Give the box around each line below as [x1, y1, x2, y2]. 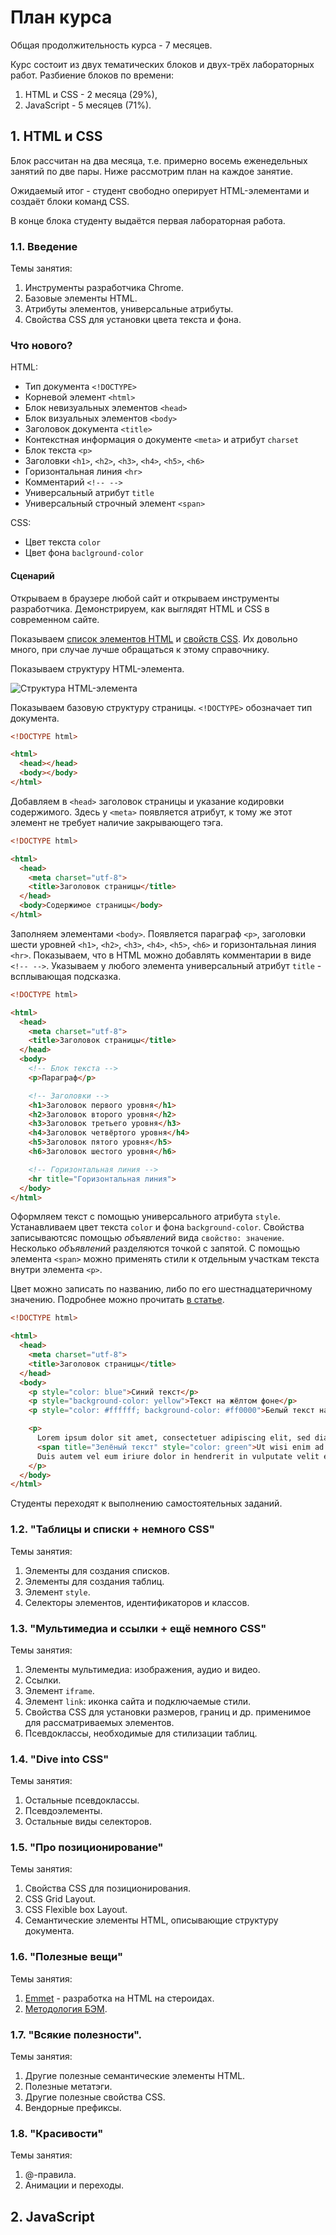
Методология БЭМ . [24, 2002, 108, 2015]
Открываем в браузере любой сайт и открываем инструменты [10, 592, 280, 604]
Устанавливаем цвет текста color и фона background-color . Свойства [10, 1221, 305, 1233]
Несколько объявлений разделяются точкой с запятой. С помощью [10, 1242, 301, 1255]
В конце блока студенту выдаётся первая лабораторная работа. [10, 214, 286, 226]
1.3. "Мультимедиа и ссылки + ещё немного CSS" [10, 1621, 267, 1635]
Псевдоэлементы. [24, 1805, 103, 1817]
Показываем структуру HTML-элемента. [10, 662, 185, 675]
